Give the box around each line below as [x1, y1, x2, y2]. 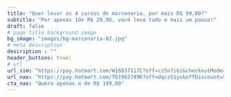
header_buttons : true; [7, 55, 72, 61]
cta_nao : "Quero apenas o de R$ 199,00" [7, 80, 125, 87]
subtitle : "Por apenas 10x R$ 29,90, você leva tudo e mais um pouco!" [7, 16, 217, 23]
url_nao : [7, 73, 32, 81]
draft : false [7, 23, 45, 29]
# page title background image [7, 29, 97, 36]
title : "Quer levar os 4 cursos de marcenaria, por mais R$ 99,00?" [7, 10, 208, 17]
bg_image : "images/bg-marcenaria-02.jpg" [7, 36, 128, 42]
